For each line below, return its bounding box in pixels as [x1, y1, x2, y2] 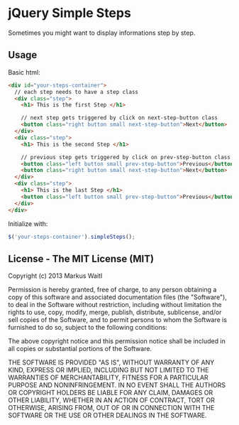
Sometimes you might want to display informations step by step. [8, 28, 196, 37]
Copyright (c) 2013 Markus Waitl [8, 271, 103, 280]
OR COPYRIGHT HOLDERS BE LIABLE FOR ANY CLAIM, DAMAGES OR [8, 389, 213, 397]
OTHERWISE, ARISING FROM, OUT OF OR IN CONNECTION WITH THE [8, 404, 215, 412]
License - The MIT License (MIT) [8, 252, 155, 264]
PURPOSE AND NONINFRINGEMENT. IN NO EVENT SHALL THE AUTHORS [8, 381, 226, 389]
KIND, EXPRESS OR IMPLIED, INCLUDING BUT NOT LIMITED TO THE [8, 366, 209, 375]
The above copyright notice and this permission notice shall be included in [8, 337, 226, 345]
